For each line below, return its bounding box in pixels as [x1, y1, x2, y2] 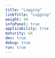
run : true [5, 45, 26, 50]
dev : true [5, 36, 26, 41]
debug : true [5, 40, 31, 45]
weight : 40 [5, 17, 29, 22]
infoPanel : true [5, 21, 40, 27]
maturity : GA [5, 31, 33, 36]
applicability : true [5, 26, 49, 31]
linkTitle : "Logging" [5, 12, 51, 17]
